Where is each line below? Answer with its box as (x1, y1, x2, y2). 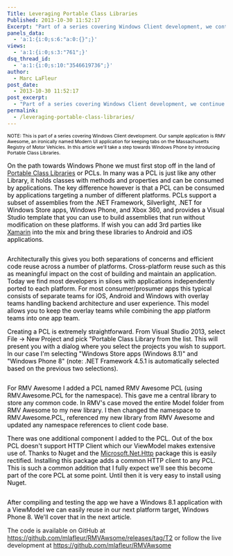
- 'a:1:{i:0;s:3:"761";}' (13, 49, 89, 56)
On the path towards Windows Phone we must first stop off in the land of (7, 161, 216, 170)
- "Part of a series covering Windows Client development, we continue (13, 101, 225, 108)
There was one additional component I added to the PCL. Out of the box (7, 434, 213, 442)
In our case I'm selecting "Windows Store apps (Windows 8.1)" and (7, 349, 198, 358)
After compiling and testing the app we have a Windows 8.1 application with (7, 498, 223, 506)
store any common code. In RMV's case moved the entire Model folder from (7, 398, 224, 407)
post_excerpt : (7, 95, 49, 101)
